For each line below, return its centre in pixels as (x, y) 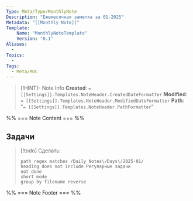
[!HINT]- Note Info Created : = (56, 88)
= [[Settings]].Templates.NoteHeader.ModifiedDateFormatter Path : (102, 101)
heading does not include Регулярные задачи (75, 167)
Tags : (13, 66)
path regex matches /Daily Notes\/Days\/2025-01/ (82, 162)
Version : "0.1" (35, 39)
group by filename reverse (53, 182)
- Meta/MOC (25, 71)
